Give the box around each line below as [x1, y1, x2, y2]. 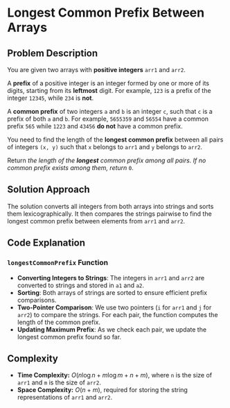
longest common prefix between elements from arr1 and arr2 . [7, 216, 186, 225]
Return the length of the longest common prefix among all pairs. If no [7, 156, 206, 164]
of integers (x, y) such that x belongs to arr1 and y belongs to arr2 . [7, 143, 203, 151]
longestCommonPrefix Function [7, 258, 109, 268]
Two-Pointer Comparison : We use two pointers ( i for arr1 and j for [17, 303, 212, 312]
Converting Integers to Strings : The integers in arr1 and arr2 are [17, 273, 205, 282]
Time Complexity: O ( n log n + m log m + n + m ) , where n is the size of [17, 371, 213, 380]
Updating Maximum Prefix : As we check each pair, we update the [17, 325, 206, 334]
